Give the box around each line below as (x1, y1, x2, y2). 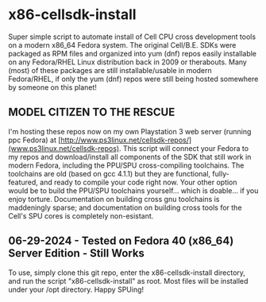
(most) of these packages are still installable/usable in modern (8, 65, 212, 75)
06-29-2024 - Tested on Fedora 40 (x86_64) (8, 234, 234, 248)
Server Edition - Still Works (8, 246, 145, 260)
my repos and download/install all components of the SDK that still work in (8, 152, 252, 161)
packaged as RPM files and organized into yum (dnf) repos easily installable (8, 48, 256, 58)
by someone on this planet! (8, 82, 98, 92)
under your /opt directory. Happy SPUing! (8, 285, 145, 294)
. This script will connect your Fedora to (118, 143, 249, 153)
